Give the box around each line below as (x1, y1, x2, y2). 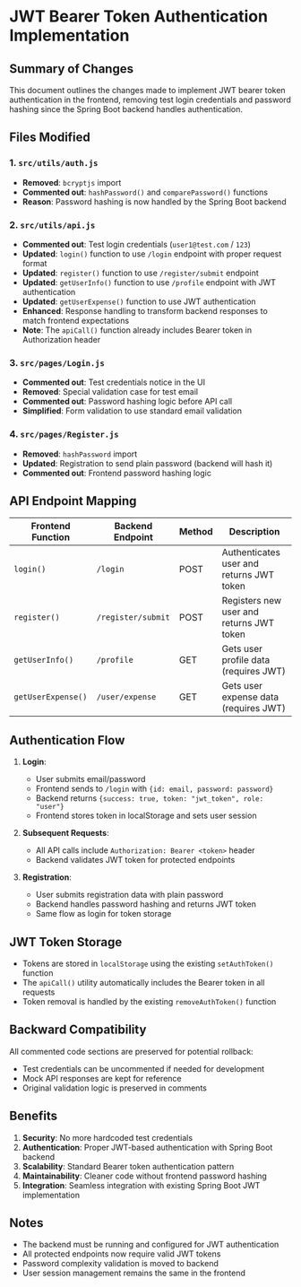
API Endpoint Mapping (9, 493, 137, 509)
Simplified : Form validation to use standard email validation (21, 405, 243, 416)
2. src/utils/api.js (9, 218, 96, 230)
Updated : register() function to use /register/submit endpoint (21, 267, 260, 278)
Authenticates (221, 546, 280, 559)
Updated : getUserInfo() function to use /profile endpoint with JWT (21, 276, 276, 288)
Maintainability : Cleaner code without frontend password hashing (21, 1170, 267, 1181)
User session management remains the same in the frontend (21, 1267, 246, 1279)
